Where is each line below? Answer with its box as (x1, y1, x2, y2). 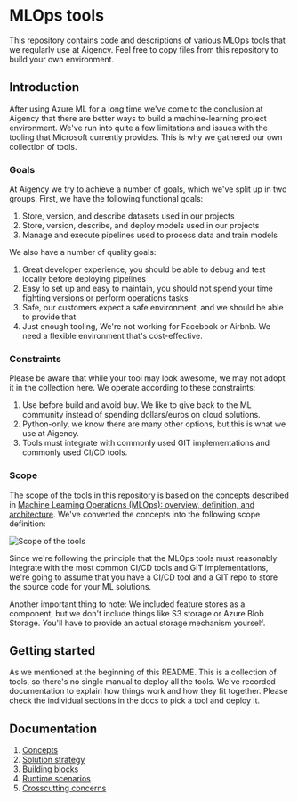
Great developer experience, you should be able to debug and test (21, 264, 266, 275)
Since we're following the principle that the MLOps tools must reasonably (9, 552, 278, 563)
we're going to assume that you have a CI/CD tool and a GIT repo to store (9, 572, 278, 583)
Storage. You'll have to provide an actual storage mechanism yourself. (9, 617, 266, 628)
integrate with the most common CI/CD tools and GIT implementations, (9, 562, 269, 573)
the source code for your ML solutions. (9, 581, 152, 591)
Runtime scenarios (21, 773, 91, 784)
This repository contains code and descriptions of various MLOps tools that (9, 35, 286, 45)
